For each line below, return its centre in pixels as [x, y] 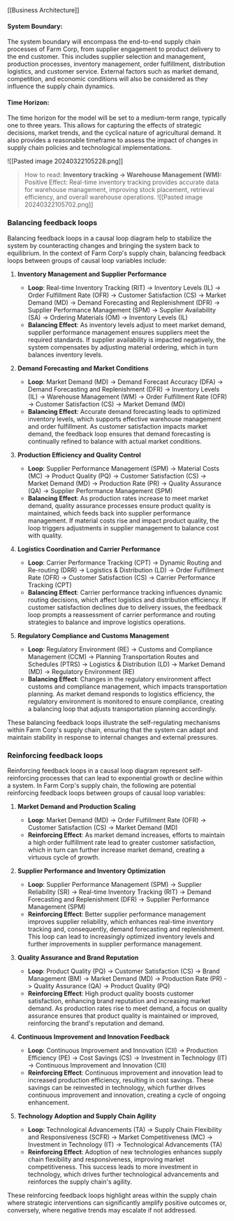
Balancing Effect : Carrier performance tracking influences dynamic [125, 592]
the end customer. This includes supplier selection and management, [107, 57]
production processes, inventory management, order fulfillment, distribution [116, 64]
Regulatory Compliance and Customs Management [93, 635]
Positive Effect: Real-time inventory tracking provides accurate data [122, 182]
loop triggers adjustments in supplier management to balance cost [123, 527]
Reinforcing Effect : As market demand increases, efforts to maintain [126, 835]
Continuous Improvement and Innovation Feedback [93, 1037]
